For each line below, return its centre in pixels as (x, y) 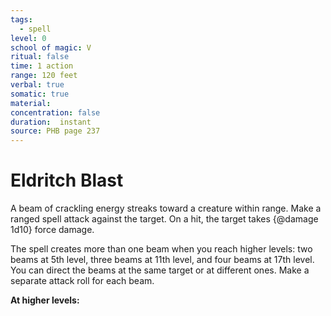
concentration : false (55, 112)
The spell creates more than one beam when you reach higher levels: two (161, 249)
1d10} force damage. (52, 230)
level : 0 (28, 38)
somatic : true (40, 94)
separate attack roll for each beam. (82, 281)
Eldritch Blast (67, 180)
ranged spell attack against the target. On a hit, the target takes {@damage (164, 219)
